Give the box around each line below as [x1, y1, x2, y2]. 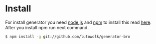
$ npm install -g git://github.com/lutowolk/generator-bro [5, 34, 131, 39]
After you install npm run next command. [5, 24, 89, 30]
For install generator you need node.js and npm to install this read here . [5, 19, 152, 25]
